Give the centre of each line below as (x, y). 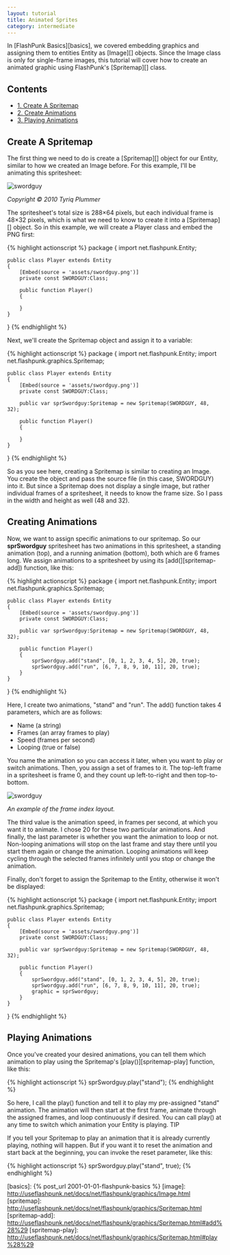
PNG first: (21, 234)
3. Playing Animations (48, 120)
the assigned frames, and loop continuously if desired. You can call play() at (114, 1117)
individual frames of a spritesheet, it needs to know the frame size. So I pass (115, 493)
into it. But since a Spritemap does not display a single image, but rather (108, 486)
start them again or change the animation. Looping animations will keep (108, 851)
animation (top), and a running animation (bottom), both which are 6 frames (114, 553)
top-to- (208, 775)
